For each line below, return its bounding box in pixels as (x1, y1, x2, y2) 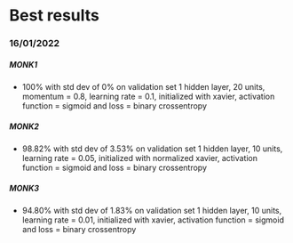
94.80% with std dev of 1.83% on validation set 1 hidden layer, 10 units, (21, 206, 282, 216)
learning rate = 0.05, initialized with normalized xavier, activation (21, 153, 258, 164)
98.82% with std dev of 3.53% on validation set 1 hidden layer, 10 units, (21, 143, 283, 154)
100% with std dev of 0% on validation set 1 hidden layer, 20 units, (21, 82, 265, 93)
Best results (9, 5, 100, 26)
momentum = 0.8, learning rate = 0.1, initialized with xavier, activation (21, 91, 275, 102)
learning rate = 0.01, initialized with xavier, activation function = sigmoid (21, 215, 284, 225)
